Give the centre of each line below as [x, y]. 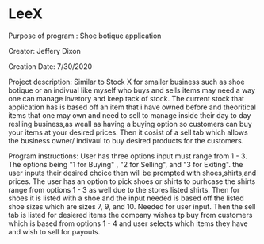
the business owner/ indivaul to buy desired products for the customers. [126, 140]
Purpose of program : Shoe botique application [85, 36]
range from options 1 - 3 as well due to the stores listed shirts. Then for [124, 189]
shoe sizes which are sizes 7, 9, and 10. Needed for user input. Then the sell [132, 206]
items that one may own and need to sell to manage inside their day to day [130, 115]
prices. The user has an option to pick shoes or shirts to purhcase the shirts [132, 181]
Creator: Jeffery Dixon [45, 51]
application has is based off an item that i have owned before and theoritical [132, 107]
